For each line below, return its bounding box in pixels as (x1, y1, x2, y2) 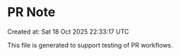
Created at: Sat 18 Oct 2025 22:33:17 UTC (7, 27, 129, 36)
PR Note (7, 4, 56, 20)
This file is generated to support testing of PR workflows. (7, 41, 173, 49)
